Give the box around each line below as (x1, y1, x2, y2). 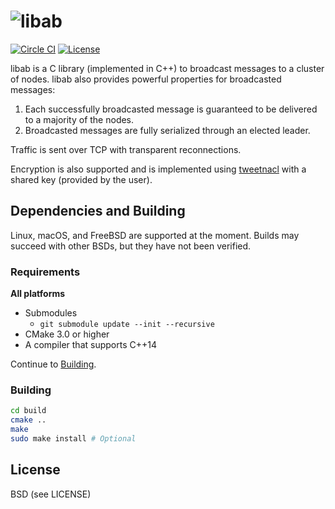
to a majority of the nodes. (24, 113, 135, 125)
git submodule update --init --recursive (39, 320, 215, 330)
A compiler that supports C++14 (24, 339, 157, 351)
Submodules (24, 307, 78, 319)
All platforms (10, 288, 66, 300)
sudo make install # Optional (10, 433, 137, 444)
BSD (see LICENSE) (10, 488, 92, 500)
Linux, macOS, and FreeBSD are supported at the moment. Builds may (10, 229, 300, 241)
